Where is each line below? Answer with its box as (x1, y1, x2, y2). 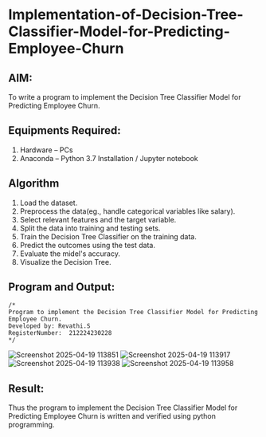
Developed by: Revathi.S (8, 322, 91, 330)
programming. (8, 420, 55, 430)
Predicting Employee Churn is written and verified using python (8, 411, 217, 421)
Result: (8, 381, 45, 396)
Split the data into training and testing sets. (19, 223, 161, 233)
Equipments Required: (8, 124, 121, 137)
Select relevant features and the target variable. (19, 215, 177, 224)
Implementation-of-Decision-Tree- (8, 6, 244, 24)
